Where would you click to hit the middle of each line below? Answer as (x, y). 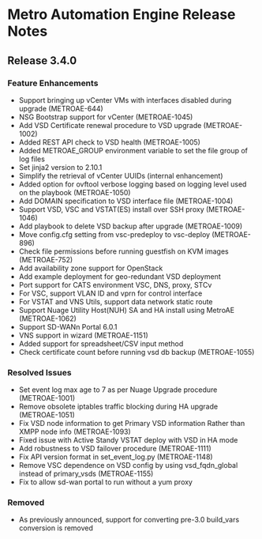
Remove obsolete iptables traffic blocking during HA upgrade (118, 407)
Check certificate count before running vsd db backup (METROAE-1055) (137, 352)
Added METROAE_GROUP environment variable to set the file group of (133, 150)
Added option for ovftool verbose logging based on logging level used (133, 184)
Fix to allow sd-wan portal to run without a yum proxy (105, 482)
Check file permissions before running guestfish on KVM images (124, 251)
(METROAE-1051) (47, 415)
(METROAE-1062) (47, 318)
